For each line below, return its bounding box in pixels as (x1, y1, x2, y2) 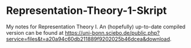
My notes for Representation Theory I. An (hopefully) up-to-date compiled (6, 23, 186, 30)
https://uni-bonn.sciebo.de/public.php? (64, 29, 160, 36)
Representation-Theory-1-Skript (6, 4, 167, 17)
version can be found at (6, 29, 63, 36)
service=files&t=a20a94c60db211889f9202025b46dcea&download (6, 35, 170, 42)
